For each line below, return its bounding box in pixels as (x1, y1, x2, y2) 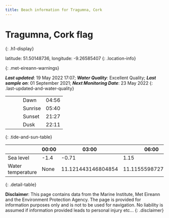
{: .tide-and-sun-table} (5, 134, 53, 140)
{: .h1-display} (5, 46, 34, 52)
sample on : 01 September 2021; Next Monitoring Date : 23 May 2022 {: (5, 80, 153, 86)
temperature (8, 168, 37, 175)
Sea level (8, 154, 29, 161)
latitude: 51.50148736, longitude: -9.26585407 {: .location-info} (5, 55, 136, 61)
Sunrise (23, 105, 41, 112)
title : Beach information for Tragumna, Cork (5, 7, 102, 13)
